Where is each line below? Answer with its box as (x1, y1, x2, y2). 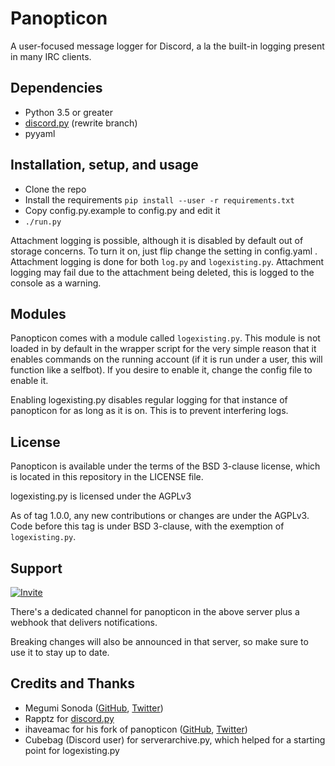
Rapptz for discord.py (24, 712, 115, 724)
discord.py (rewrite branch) (24, 117, 138, 129)
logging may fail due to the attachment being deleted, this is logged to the (10, 266, 315, 278)
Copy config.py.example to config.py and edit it (24, 204, 221, 216)
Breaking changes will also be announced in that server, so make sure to (10, 636, 309, 647)
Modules (10, 305, 67, 322)
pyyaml (24, 127, 56, 139)
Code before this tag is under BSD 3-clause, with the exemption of (10, 520, 285, 532)
